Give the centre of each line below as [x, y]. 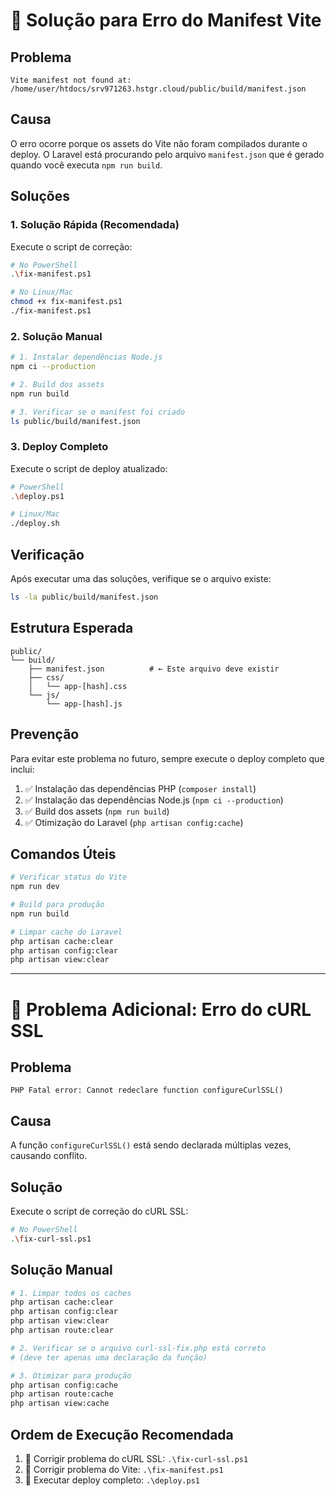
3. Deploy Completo [59, 447]
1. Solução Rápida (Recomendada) [95, 225]
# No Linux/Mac [42, 292]
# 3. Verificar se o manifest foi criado [98, 412]
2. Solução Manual [56, 336]
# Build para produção [57, 905]
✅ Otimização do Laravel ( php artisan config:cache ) [134, 822]
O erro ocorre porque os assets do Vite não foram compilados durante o [159, 143]
